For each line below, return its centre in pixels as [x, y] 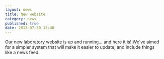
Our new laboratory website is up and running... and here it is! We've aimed [82, 42]
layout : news [19, 10]
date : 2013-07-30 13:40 [30, 28]
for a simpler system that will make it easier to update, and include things [80, 47]
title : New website [25, 14]
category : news [21, 19]
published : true [22, 23]
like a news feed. [22, 53]
